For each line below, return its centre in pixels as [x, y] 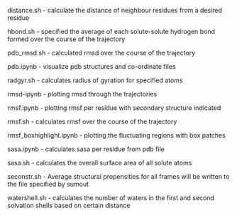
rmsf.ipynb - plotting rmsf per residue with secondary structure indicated [114, 108]
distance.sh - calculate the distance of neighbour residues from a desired [115, 10]
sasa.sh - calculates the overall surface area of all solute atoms [100, 163]
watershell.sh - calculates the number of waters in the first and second [111, 198]
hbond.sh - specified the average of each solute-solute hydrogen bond [111, 32]
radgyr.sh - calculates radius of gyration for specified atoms [95, 80]
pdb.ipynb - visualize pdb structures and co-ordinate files [92, 66]
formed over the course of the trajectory [66, 39]
